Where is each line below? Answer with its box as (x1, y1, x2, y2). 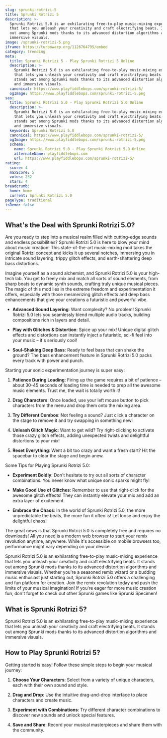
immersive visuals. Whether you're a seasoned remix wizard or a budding (5, 569, 156, 575)
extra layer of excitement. (12, 498, 65, 504)
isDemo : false (5, 202, 35, 207)
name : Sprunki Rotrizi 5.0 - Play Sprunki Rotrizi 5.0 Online (14, 147, 146, 152)
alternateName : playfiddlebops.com (14, 151, 88, 156)
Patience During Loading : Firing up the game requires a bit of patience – (12, 377, 162, 383)
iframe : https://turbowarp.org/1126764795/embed (5, 44, 108, 49)
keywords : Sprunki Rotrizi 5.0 (9, 128, 75, 133)
